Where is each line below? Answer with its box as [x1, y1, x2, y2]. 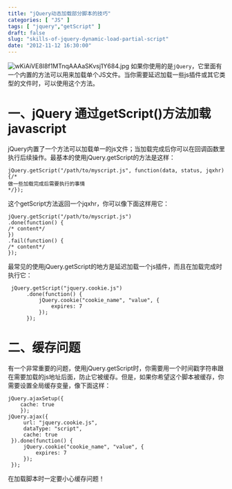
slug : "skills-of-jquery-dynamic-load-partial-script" [8, 36, 169, 43]
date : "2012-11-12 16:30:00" [8, 42, 92, 49]
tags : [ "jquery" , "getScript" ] [8, 23, 101, 30]
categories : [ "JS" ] [8, 17, 70, 23]
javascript [8, 121, 67, 137]
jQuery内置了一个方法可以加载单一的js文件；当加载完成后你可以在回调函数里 [8, 144, 225, 152]
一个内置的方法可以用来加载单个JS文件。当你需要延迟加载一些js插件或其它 [8, 70, 220, 79]
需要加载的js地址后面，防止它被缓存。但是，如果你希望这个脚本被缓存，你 [13, 372, 224, 381]
